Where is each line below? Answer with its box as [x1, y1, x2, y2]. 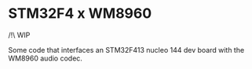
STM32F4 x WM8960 [8, 5, 152, 22]
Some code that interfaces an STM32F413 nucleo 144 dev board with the [8, 45, 245, 54]
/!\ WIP [8, 30, 31, 40]
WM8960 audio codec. [8, 53, 82, 63]
